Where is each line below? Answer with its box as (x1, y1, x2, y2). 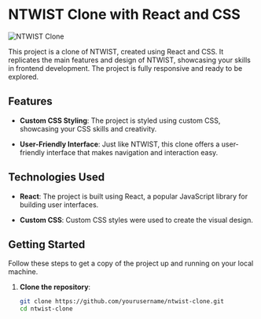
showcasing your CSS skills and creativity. (19, 124, 157, 133)
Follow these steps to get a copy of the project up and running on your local (8, 258, 254, 269)
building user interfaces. (19, 199, 99, 210)
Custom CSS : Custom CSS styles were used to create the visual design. (19, 215, 254, 224)
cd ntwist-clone (19, 305, 73, 313)
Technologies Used (8, 171, 105, 184)
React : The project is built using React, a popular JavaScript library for (19, 191, 248, 201)
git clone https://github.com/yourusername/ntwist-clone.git (19, 298, 225, 306)
